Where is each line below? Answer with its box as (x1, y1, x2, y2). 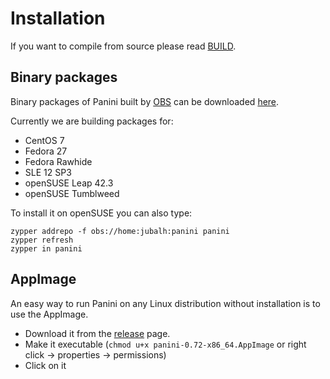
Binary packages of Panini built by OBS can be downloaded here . (10, 95, 280, 107)
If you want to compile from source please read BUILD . (10, 40, 237, 52)
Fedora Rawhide (24, 155, 93, 167)
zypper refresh (10, 235, 74, 245)
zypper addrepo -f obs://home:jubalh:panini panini (10, 226, 230, 236)
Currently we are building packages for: (10, 115, 174, 127)
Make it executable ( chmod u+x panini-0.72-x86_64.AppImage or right (24, 338, 307, 350)
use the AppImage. (10, 308, 89, 320)
